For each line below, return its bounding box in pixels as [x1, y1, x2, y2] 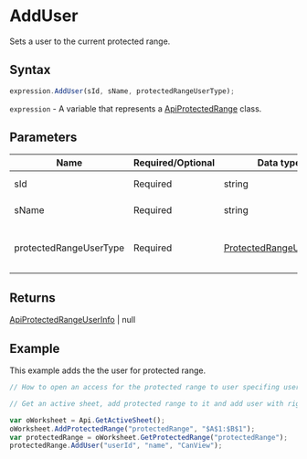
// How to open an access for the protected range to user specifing [9, 383, 281, 392]
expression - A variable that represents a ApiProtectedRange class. [9, 102, 262, 114]
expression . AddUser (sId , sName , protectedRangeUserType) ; [9, 86, 235, 96]
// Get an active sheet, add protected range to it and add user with [9, 399, 284, 408]
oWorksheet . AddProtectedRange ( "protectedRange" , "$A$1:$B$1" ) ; [9, 424, 256, 433]
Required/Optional [132, 156, 216, 169]
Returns [9, 290, 57, 305]
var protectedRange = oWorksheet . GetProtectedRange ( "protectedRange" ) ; [9, 432, 288, 442]
